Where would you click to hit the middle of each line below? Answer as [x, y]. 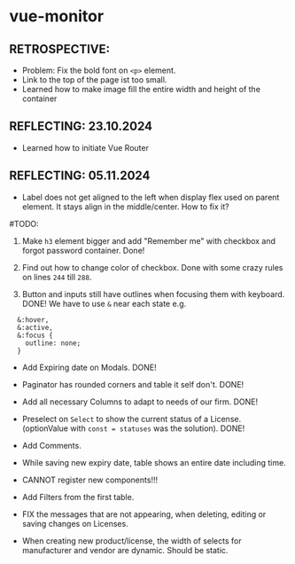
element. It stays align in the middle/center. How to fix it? [125, 207]
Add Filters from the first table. [78, 497]
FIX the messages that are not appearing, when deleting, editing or [144, 514]
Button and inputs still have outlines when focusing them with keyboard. [153, 294]
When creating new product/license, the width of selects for [132, 540]
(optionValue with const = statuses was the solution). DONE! [133, 428]
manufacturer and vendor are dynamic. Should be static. [125, 550]
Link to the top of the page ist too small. [94, 80]
